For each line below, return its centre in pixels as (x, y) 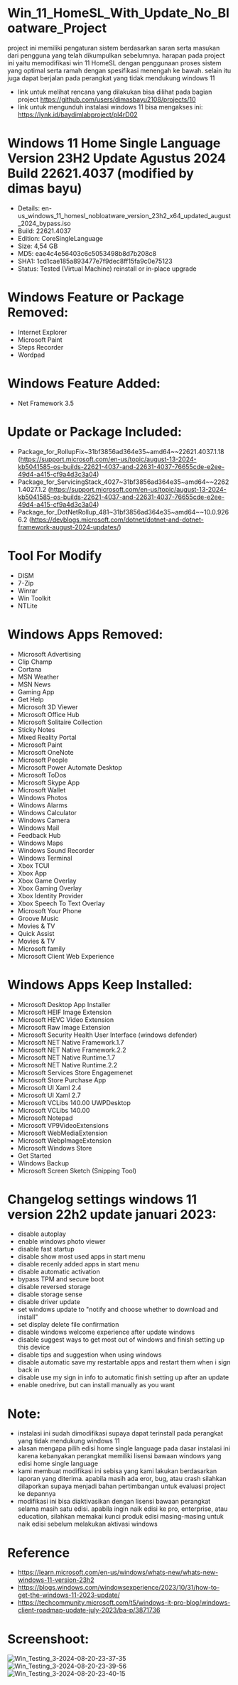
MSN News (34, 684)
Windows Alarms (42, 805)
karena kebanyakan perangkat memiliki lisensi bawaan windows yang (119, 1456)
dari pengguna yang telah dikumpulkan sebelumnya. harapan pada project (116, 55)
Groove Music (38, 918)
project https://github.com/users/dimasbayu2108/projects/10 (107, 99)
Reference (38, 1552)
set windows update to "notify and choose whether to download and (118, 1310)
